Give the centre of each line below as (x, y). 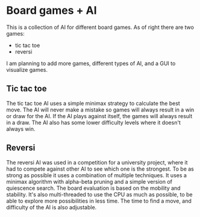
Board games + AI (52, 11)
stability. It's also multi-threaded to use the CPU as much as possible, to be (99, 194)
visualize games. (27, 69)
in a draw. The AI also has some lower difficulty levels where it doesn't (93, 122)
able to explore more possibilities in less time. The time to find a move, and (99, 201)
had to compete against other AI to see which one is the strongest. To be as (100, 169)
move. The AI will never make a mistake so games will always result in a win (100, 110)
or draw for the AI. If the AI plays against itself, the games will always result (99, 116)
